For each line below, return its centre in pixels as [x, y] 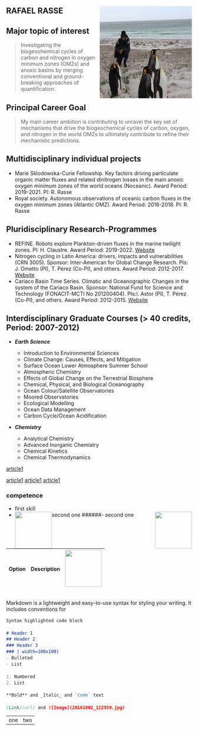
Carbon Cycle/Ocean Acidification [65, 416]
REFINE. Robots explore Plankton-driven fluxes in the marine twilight [98, 243]
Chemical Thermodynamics [57, 457]
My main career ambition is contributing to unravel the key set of [99, 122]
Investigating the [41, 45]
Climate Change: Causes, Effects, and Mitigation [82, 360]
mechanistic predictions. [50, 141]
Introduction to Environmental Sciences [71, 353]
